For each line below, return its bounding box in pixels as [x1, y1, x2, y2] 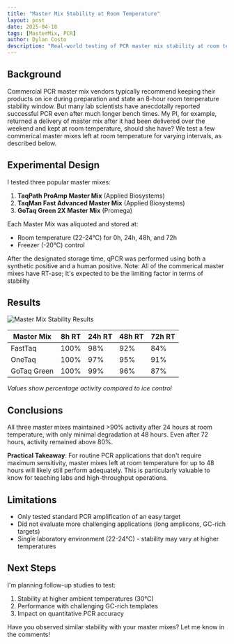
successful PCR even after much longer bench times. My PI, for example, [7, 109, 217, 117]
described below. [7, 139, 57, 147]
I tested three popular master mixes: [7, 177, 111, 186]
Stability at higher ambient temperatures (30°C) [17, 594, 155, 603]
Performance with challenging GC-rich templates [17, 601, 159, 610]
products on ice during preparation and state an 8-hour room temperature [7, 94, 219, 103]
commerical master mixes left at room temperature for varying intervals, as [7, 131, 221, 140]
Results [7, 297, 41, 309]
